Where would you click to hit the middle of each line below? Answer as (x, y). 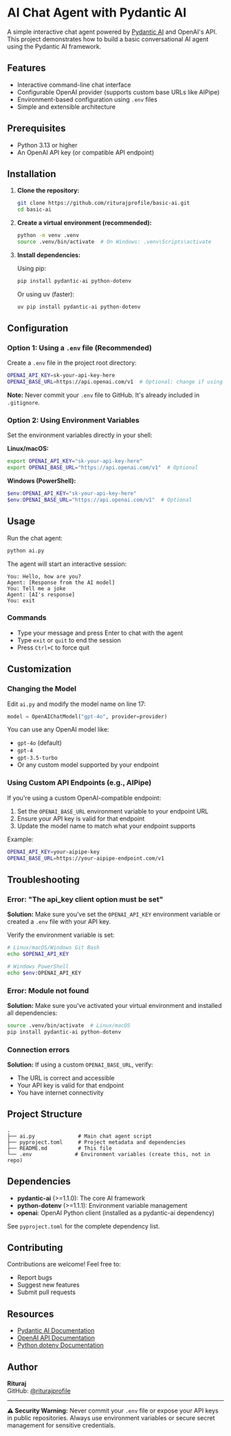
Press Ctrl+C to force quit (53, 647)
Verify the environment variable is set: (61, 935)
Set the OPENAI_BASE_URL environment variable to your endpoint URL (113, 811)
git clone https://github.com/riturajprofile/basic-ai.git (103, 203)
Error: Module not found (48, 991)
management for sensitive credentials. (61, 1426)
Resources (31, 1314)
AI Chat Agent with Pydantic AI (97, 13)
